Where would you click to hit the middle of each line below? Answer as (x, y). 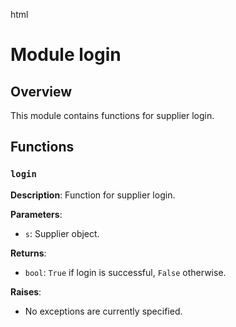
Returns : (28, 253)
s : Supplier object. (62, 233)
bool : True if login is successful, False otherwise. (125, 272)
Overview (41, 91)
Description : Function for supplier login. (93, 195)
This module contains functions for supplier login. (112, 115)
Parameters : (36, 214)
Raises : (26, 291)
